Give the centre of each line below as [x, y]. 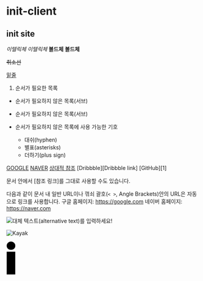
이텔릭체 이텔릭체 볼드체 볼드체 [43, 49]
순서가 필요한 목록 [36, 88]
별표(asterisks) [42, 147]
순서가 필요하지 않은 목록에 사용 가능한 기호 [66, 127]
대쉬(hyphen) [41, 140]
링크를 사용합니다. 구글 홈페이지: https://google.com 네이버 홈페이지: [100, 201]
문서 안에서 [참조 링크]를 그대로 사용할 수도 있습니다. [69, 181]
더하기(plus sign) [45, 155]
